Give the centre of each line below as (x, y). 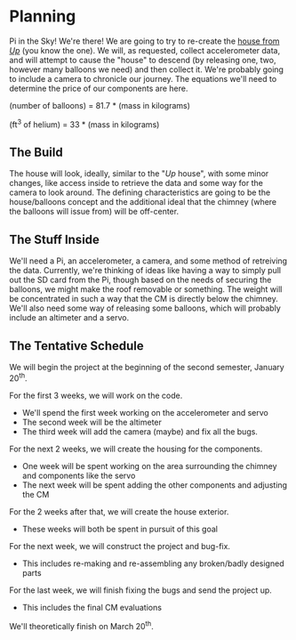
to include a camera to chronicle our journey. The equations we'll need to (143, 78)
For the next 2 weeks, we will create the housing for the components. (136, 449)
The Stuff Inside (55, 239)
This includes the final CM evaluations (92, 607)
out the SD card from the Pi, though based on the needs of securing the (140, 280)
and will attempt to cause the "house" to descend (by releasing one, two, (143, 60)
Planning (43, 16)
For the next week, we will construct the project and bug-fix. (120, 546)
